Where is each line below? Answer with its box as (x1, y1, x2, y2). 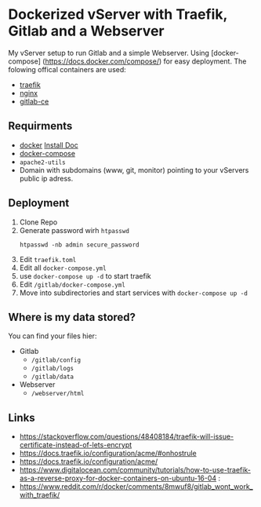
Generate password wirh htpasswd (19, 225, 129, 235)
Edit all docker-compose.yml (19, 263, 107, 272)
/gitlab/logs (31, 365, 74, 373)
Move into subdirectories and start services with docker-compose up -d (19, 288, 248, 297)
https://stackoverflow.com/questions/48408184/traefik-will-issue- (19, 432, 234, 441)
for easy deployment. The (163, 57, 247, 66)
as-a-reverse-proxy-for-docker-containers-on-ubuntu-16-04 (19, 473, 217, 483)
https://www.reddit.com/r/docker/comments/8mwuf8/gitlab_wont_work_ (19, 482, 253, 491)
